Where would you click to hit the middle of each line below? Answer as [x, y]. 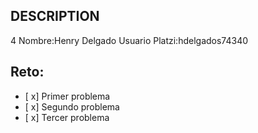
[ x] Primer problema [67, 96]
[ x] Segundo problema [72, 106]
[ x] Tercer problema [67, 117]
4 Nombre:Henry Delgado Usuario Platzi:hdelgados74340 [129, 40]
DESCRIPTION [55, 16]
